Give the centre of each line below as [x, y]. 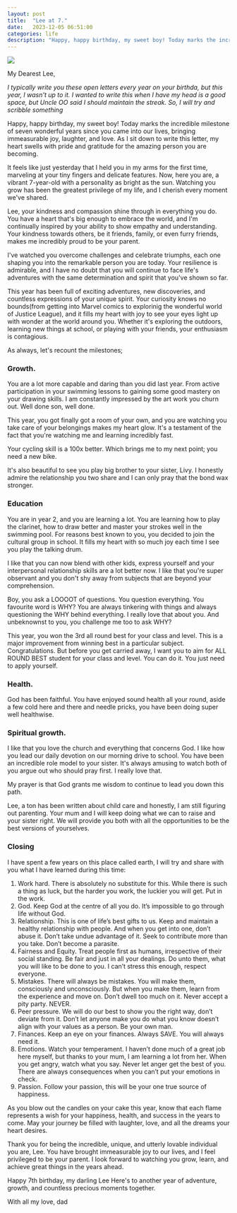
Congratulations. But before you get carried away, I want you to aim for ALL [117, 650]
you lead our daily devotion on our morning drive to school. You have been [116, 756]
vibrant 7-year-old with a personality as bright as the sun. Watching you [112, 183]
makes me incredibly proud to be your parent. [74, 241]
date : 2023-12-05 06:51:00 [50, 27]
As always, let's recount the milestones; [65, 351]
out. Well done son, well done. [51, 406]
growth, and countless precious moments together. [81, 1188]
